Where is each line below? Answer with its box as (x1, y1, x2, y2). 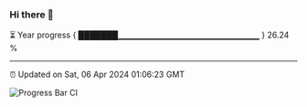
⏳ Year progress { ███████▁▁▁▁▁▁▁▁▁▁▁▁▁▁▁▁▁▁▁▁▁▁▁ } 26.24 (9, 29, 290, 40)
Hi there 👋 (9, 8, 55, 21)
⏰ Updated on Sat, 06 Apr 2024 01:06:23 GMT (9, 69, 185, 80)
